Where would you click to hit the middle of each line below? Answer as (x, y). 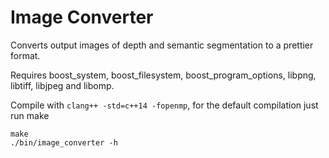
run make (30, 115)
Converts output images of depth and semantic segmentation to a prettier (162, 45)
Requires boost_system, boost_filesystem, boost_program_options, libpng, (163, 75)
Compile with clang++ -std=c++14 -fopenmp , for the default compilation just (164, 105)
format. (25, 55)
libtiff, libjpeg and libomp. (62, 85)
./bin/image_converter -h (64, 142)
